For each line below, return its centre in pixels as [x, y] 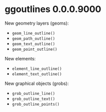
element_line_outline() [37, 69]
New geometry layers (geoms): [37, 23]
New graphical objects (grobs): [37, 83]
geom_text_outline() [33, 44]
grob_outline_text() [33, 99]
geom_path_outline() [33, 39]
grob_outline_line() [33, 93]
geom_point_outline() [34, 49]
